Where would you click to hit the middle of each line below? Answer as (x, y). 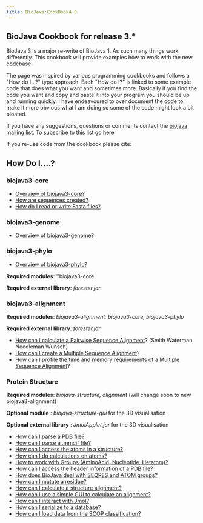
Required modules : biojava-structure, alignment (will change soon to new (99, 395)
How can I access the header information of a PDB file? (84, 469)
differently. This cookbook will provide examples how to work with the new (99, 58)
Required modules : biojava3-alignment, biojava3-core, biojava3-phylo (95, 317)
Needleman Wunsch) (42, 347)
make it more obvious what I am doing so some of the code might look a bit (100, 108)
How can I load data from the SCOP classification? (78, 514)
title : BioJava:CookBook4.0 (42, 12)
